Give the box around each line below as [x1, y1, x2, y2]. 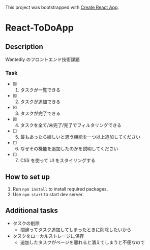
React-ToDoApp [5, 22, 74, 34]
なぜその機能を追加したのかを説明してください [20, 146, 118, 152]
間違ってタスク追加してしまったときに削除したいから [20, 226, 131, 233]
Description [5, 42, 43, 51]
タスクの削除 [12, 220, 40, 226]
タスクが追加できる [20, 99, 61, 105]
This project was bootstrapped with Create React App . [5, 5, 119, 10]
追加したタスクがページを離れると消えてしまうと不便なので [20, 239, 145, 245]
